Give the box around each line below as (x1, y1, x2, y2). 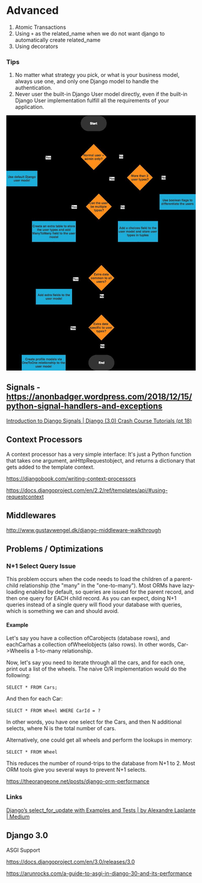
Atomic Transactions (14, 23, 66, 31)
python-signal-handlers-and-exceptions (6, 401, 163, 411)
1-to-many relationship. (35, 647, 93, 654)
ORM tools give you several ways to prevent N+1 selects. (6, 766, 147, 774)
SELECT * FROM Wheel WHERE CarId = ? (6, 708, 101, 714)
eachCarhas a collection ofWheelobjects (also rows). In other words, (6, 641, 176, 648)
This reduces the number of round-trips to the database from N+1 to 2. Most (6, 760, 195, 767)
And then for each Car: (6, 695, 63, 703)
